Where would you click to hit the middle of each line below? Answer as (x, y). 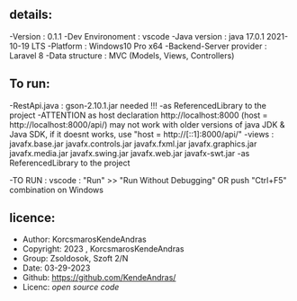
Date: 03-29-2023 (56, 268)
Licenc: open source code (71, 288)
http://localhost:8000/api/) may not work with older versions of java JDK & (147, 124)
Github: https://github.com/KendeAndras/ (99, 278)
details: (31, 15)
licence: (32, 218)
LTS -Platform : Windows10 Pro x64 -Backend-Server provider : (149, 46)
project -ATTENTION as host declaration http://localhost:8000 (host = (139, 115)
